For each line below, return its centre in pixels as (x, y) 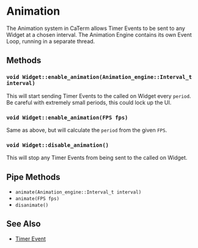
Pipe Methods (33, 177)
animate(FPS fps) (37, 199)
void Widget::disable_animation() (57, 145)
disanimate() (32, 205)
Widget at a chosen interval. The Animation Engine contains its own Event (99, 34)
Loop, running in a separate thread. (51, 41)
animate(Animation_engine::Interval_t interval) (78, 192)
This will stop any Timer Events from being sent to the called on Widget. (97, 158)
